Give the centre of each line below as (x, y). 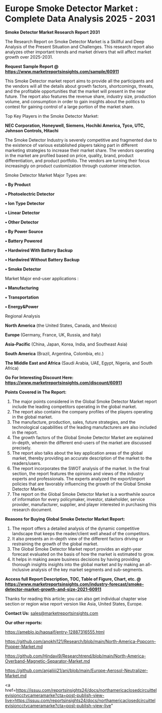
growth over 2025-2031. (29, 57)
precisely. (22, 448)
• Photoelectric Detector (30, 194)
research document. (32, 509)
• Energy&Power (22, 306)
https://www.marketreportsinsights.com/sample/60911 (62, 71)
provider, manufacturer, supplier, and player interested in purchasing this (84, 504)
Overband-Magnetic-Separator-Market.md (47, 661)
